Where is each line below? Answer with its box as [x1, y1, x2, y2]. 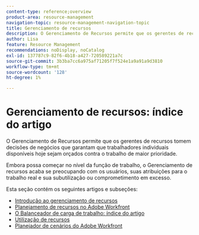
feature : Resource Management [6, 42, 81, 48]
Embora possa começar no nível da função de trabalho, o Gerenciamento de [6, 162, 192, 169]
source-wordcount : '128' [6, 69, 68, 75]
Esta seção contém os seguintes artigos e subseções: [6, 186, 138, 193]
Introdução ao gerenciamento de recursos [14, 197, 118, 204]
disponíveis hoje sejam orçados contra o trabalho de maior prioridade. [6, 150, 178, 157]
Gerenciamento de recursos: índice [6, 105, 184, 119]
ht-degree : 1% [6, 75, 41, 81]
